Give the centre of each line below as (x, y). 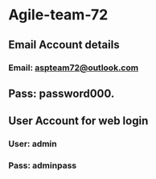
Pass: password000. (62, 93)
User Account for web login (78, 121)
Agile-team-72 (58, 15)
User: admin (33, 144)
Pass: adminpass (43, 165)
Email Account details (64, 45)
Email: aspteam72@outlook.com (74, 68)
